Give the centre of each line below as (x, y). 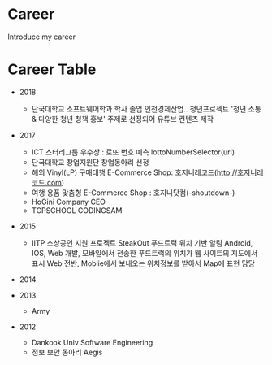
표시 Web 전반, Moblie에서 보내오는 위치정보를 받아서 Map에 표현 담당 (143, 263)
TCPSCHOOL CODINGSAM (77, 210)
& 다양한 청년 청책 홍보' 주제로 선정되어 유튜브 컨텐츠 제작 (123, 119)
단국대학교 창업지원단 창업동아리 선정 (90, 162)
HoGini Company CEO (69, 202)
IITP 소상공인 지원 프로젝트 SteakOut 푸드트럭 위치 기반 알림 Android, (142, 243)
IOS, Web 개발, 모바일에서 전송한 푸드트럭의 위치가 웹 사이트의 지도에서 (145, 253)
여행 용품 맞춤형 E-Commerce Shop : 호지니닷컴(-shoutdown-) (133, 193)
